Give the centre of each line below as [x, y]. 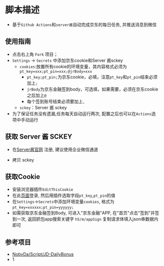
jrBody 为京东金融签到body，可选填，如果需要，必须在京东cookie [92, 89]
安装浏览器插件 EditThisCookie [43, 190]
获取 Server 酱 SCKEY [39, 137]
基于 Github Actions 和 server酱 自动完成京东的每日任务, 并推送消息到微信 [84, 24]
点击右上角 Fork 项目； [35, 54]
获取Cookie [23, 177]
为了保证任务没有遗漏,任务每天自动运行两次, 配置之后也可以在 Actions [82, 114]
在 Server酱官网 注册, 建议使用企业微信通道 [55, 149]
